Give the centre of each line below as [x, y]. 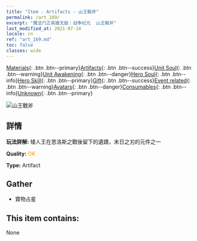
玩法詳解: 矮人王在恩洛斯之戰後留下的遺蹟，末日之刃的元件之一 [84, 142]
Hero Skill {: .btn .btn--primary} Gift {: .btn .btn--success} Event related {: [104, 80]
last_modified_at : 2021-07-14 [44, 28]
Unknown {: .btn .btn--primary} [55, 93]
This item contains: [43, 218]
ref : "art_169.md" [29, 39]
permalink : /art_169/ [33, 17]
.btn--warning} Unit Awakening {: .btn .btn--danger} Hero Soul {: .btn [88, 74]
